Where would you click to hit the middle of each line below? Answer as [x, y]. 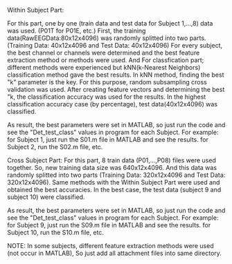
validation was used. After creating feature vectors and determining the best [116, 89]
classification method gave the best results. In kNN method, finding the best [116, 75]
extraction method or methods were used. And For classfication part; [106, 60]
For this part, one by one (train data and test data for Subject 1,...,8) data [110, 23]
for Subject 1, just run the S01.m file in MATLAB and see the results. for [108, 140]
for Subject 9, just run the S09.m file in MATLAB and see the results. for [109, 225]
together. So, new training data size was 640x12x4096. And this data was [112, 168]
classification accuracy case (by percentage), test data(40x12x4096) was [113, 104]
